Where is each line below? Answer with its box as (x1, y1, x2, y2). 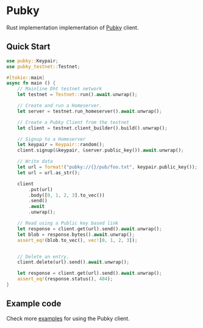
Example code (6, 299, 62, 309)
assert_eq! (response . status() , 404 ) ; (17, 276, 113, 282)
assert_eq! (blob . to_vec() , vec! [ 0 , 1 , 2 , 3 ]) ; (17, 237, 138, 243)
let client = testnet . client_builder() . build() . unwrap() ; (17, 125, 168, 131)
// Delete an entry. (17, 253, 69, 260)
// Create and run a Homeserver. (17, 103, 102, 109)
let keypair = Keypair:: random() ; (17, 142, 105, 148)
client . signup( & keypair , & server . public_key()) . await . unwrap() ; (17, 147, 184, 153)
